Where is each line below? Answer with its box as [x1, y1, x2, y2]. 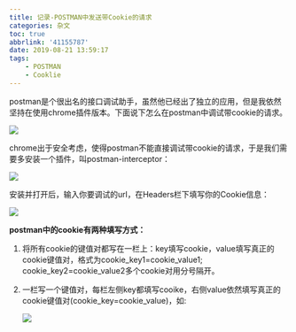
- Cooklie [25, 71, 62, 80]
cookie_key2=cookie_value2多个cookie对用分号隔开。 [21, 265, 220, 275]
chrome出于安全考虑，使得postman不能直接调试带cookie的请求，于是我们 [9, 143, 280, 153]
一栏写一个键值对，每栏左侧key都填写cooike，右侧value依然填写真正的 [21, 284, 282, 295]
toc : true [9, 29, 46, 38]
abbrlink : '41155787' [9, 37, 90, 47]
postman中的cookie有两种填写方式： [9, 224, 146, 235]
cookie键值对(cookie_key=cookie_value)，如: [21, 295, 187, 305]
